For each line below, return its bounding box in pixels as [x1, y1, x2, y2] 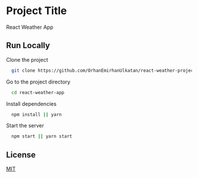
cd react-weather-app [11, 89, 65, 95]
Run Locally [6, 41, 50, 51]
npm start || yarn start [11, 133, 72, 139]
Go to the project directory [6, 78, 71, 85]
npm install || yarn [11, 112, 62, 117]
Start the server [6, 122, 44, 129]
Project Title [6, 4, 67, 18]
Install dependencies [6, 100, 57, 107]
